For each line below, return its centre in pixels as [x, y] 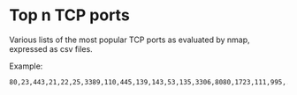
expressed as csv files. [51, 48]
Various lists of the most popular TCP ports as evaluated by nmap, [129, 40]
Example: [26, 66]
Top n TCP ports [69, 15]
